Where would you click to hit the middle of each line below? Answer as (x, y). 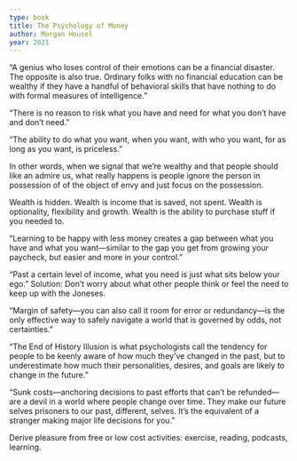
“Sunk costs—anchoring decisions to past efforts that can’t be (123, 393)
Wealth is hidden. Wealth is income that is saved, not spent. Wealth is (136, 203)
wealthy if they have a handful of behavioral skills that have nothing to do (143, 86)
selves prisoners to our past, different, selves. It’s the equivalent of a (134, 411)
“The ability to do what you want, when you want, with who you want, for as (148, 139)
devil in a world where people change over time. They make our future (158, 401)
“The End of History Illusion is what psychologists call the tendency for (138, 346)
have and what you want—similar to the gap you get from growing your (139, 248)
